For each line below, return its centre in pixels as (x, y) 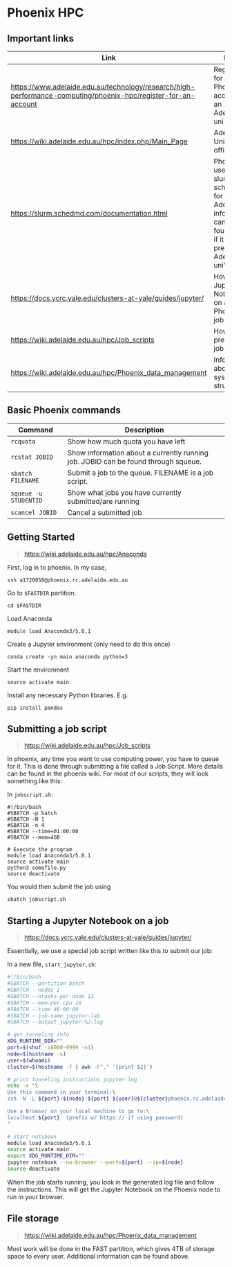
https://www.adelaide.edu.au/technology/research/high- (103, 87)
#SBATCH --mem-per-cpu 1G (44, 1003)
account (24, 104)
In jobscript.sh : (30, 794)
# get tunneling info (38, 1035)
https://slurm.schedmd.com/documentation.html (89, 213)
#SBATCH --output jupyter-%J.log (55, 1022)
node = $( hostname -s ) (37, 1054)
